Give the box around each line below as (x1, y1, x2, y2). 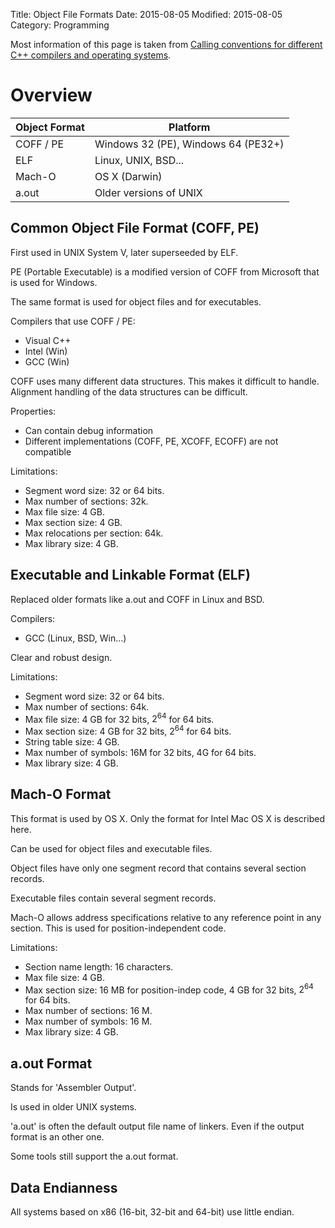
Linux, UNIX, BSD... (94, 153, 185, 167)
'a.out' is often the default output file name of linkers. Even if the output (10, 1120, 305, 1133)
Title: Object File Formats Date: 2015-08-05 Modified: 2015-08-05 (10, 9, 283, 20)
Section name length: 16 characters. (24, 960, 174, 973)
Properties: (10, 405, 57, 417)
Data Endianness (10, 1179, 118, 1196)
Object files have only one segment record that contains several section (10, 862, 307, 874)
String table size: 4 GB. (24, 735, 120, 748)
